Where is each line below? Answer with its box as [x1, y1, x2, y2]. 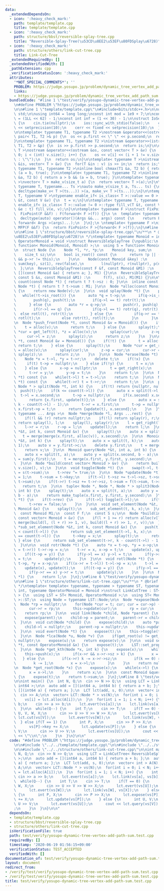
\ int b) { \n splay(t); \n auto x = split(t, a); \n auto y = [14, 488, 159, 493]
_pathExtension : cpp [9, 66, 51, 71]
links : [14, 89, 27, 94]
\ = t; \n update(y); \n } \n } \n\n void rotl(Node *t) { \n [14, 556, 154, 561]
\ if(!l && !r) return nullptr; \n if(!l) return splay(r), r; [14, 415, 156, 420]
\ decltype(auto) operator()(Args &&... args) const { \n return [14, 216, 156, 221]
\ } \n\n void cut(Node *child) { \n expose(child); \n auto [14, 620, 152, 625]
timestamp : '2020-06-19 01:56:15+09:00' [9, 842, 93, 847]
